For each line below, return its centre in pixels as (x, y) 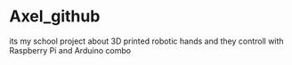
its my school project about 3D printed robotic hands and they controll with (146, 41)
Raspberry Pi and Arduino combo (70, 50)
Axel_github (55, 16)
